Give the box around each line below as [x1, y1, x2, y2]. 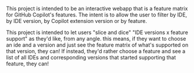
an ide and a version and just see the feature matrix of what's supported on [6, 41, 189, 48]
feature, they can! [6, 60, 49, 67]
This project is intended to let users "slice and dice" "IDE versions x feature [6, 29, 188, 36]
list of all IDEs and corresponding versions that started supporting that [6, 54, 176, 61]
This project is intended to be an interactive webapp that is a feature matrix [6, 5, 188, 12]
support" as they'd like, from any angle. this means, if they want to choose [6, 35, 186, 42]
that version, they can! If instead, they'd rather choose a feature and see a [6, 48, 186, 55]
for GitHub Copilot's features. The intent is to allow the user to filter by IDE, [6, 11, 188, 18]
